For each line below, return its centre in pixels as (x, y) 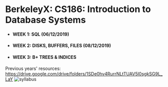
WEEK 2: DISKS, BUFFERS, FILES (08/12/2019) (62, 46)
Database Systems (46, 20)
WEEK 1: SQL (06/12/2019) (41, 34)
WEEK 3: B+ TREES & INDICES (44, 57)
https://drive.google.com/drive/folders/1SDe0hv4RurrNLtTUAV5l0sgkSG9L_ (84, 73)
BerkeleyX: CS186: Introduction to (78, 9)
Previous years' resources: (33, 68)
